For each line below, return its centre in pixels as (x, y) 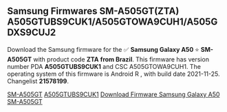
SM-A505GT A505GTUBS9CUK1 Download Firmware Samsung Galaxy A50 (113, 94)
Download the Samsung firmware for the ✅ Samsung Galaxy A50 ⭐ (103, 49)
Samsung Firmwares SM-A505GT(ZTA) (93, 11)
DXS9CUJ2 (32, 32)
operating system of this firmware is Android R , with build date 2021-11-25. (113, 74)
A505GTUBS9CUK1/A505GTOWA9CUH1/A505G (112, 22)
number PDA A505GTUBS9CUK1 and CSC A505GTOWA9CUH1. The (104, 66)
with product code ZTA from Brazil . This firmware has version (121, 59)
